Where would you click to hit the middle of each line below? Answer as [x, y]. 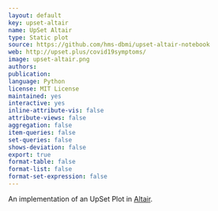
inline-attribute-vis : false [56, 111]
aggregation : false [40, 125]
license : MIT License [44, 89]
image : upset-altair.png [49, 60]
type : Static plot [38, 37]
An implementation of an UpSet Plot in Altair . [81, 198]
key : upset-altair [38, 23]
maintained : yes [35, 96]
